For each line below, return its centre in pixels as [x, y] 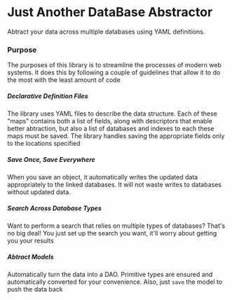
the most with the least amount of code [64, 80]
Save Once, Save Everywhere [52, 159]
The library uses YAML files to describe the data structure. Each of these [112, 114]
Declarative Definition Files [48, 96]
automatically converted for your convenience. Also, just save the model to [115, 282]
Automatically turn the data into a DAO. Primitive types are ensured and [110, 275]
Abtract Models [30, 257]
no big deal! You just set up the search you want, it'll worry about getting [112, 233]
